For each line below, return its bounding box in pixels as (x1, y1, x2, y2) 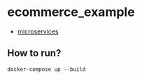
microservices (17, 27, 59, 35)
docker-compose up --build (7, 65, 86, 73)
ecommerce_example (7, 4, 135, 20)
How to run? (7, 47, 62, 59)
